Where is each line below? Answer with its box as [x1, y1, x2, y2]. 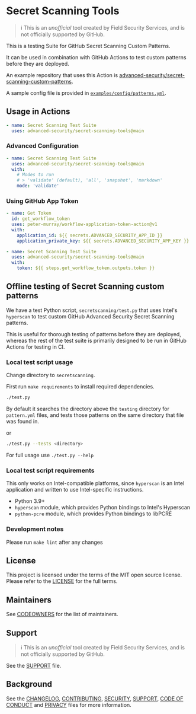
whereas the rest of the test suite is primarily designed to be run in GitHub [6, 337, 187, 344]
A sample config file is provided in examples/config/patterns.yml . [6, 89, 167, 96]
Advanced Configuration [6, 142, 79, 150]
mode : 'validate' [17, 183, 60, 189]
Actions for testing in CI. [6, 343, 65, 350]
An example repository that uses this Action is [6, 71, 118, 78]
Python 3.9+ [14, 498, 46, 505]
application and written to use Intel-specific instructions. [6, 486, 144, 493]
